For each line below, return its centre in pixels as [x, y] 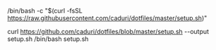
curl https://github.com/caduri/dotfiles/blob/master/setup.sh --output [108, 32]
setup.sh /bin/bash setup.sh [48, 39]
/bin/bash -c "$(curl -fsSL [45, 11]
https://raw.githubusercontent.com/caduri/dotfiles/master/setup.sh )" [107, 18]
